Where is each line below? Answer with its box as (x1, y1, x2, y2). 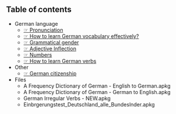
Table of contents (6, 5, 72, 15)
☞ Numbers (23, 51, 52, 58)
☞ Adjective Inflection (23, 45, 76, 52)
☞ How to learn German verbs (23, 57, 97, 64)
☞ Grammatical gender (23, 39, 79, 46)
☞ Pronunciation (23, 26, 63, 33)
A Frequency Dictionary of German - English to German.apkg (23, 82, 171, 89)
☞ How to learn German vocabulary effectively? (23, 32, 139, 40)
